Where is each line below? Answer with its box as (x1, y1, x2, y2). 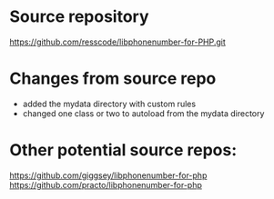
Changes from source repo (9, 68, 217, 89)
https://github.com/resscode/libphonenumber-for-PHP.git (9, 36, 226, 47)
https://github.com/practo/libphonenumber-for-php (9, 179, 203, 190)
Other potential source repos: (9, 140, 238, 161)
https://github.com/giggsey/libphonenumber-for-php (9, 170, 208, 181)
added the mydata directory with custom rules (22, 98, 197, 109)
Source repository (9, 6, 149, 27)
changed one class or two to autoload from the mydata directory (22, 107, 265, 119)
